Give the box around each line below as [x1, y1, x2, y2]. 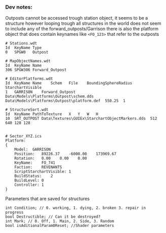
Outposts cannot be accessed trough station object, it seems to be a [5, 15, 148, 21]
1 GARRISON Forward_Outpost [5, 89, 76, 95]
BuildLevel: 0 [14, 178, 44, 183]
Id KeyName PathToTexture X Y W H [5, 112, 99, 117]
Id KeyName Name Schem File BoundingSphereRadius [5, 81, 133, 86]
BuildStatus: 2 [14, 173, 53, 179]
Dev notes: [5, 4, 33, 11]
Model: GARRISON [14, 147, 51, 152]
